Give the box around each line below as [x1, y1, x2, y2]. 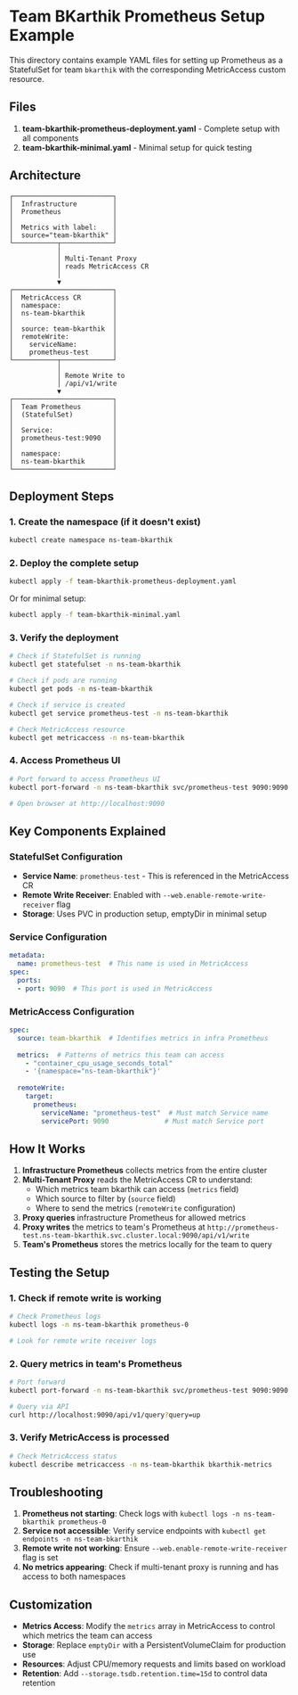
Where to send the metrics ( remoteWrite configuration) [35, 1203, 236, 1214]
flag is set [21, 1552, 59, 1563]
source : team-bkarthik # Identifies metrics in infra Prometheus [17, 1033, 269, 1042]
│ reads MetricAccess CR [56, 261, 149, 271]
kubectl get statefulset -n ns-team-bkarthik [9, 660, 181, 670]
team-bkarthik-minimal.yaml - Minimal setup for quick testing [21, 142, 253, 152]
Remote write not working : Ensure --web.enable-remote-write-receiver [21, 1543, 287, 1553]
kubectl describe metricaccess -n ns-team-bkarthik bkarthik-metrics [9, 1460, 273, 1469]
